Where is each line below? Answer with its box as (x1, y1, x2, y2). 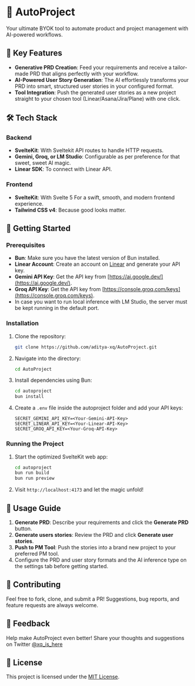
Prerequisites (6, 241, 45, 249)
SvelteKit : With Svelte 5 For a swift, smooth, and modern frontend (14, 194, 175, 201)
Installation (6, 319, 39, 328)
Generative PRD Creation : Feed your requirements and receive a (14, 64, 172, 71)
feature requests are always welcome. (6, 601, 99, 609)
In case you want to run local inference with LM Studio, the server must (14, 298, 188, 305)
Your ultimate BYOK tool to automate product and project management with (6, 25, 189, 32)
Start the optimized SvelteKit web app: (14, 453, 108, 460)
